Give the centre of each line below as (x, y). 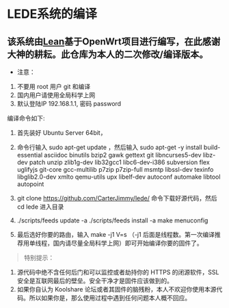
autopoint (30, 184)
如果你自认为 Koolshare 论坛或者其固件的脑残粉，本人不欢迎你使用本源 (117, 289)
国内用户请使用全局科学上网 (56, 95)
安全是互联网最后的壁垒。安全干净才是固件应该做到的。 (95, 281)
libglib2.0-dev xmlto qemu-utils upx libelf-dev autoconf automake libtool (119, 177)
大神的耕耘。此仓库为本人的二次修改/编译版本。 (108, 54)
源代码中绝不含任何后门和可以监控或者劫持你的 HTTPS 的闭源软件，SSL (118, 272)
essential (30, 155)
